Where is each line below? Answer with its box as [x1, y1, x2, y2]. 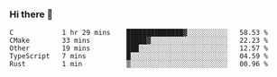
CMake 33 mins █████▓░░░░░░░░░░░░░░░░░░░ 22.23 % [9, 36, 269, 46]
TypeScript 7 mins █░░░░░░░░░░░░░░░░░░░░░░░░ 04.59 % [9, 52, 269, 61]
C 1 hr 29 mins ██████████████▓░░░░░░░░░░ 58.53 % [9, 29, 269, 38]
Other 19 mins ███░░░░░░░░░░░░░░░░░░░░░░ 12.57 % [9, 44, 269, 53]
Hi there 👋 [9, 8, 54, 21]
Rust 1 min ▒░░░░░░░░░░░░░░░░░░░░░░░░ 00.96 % [9, 60, 269, 69]
